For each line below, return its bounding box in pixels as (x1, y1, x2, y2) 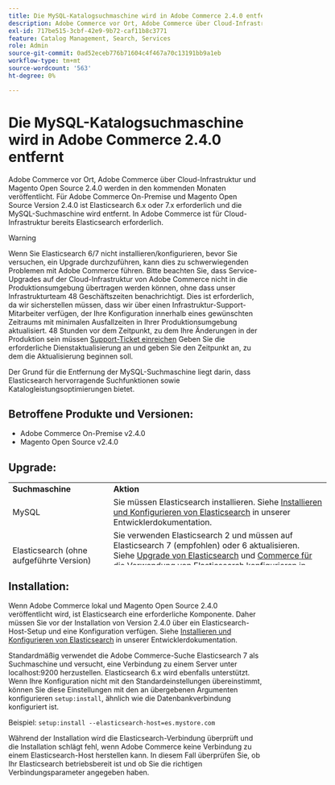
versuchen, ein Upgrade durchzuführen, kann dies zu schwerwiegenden (8, 257, 249, 267)
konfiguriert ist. (8, 702, 59, 712)
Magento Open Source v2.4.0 (19, 437, 119, 447)
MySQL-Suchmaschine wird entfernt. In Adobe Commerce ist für (8, 209, 223, 218)
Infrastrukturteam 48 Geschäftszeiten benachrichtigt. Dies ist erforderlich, (8, 291, 254, 301)
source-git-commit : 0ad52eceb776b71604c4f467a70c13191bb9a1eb (8, 49, 221, 57)
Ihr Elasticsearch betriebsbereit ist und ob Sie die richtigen (8, 759, 203, 768)
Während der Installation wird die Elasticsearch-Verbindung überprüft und (8, 733, 254, 742)
